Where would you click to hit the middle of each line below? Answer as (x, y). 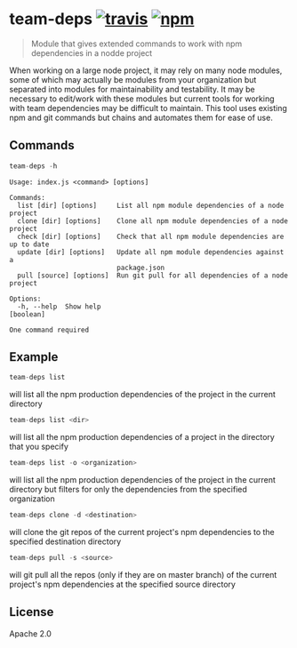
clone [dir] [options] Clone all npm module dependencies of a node (153, 221)
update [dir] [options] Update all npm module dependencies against (151, 252)
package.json (141, 268)
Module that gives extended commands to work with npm (136, 44)
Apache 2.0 (30, 633)
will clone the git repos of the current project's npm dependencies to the (142, 532)
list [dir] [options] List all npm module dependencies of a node (151, 205)
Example (34, 357)
